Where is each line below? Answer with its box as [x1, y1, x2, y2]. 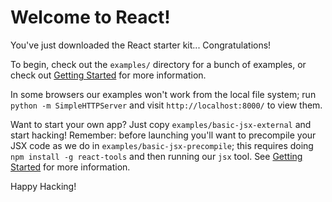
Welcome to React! [10, 6, 171, 29]
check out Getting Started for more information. [10, 69, 207, 81]
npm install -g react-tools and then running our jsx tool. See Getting [10, 150, 303, 162]
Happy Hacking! [10, 180, 77, 192]
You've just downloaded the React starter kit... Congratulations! [10, 39, 272, 51]
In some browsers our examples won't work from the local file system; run [10, 88, 317, 100]
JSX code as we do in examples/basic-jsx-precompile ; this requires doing [10, 139, 314, 151]
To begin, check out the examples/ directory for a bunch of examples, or [10, 58, 307, 70]
